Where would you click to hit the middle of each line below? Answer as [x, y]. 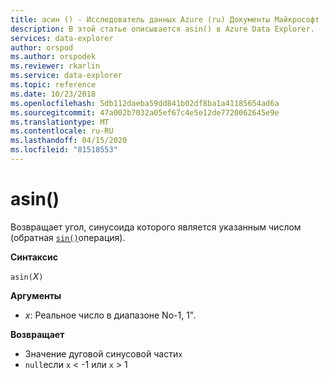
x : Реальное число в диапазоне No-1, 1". [110, 315]
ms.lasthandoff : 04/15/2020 [69, 141]
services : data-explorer [62, 38]
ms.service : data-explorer [66, 76]
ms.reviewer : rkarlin [55, 66]
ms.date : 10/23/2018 [53, 94]
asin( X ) [27, 276]
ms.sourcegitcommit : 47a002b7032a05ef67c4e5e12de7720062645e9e [145, 112]
